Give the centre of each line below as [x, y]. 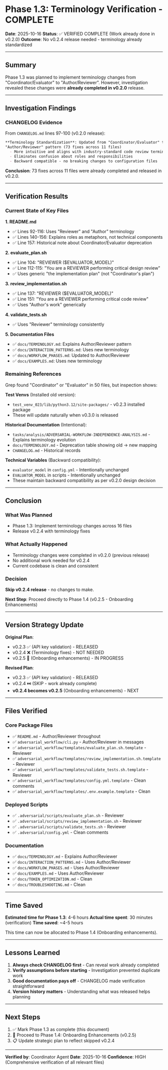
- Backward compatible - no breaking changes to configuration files [83, 161]
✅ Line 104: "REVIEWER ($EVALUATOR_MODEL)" [63, 262]
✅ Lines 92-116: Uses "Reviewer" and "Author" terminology [73, 231]
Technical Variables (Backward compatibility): [53, 460]
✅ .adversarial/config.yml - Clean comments [60, 832]
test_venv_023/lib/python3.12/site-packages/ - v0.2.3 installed [78, 404]
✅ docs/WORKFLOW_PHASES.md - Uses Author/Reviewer [66, 868]
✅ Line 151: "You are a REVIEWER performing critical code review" [80, 299]
